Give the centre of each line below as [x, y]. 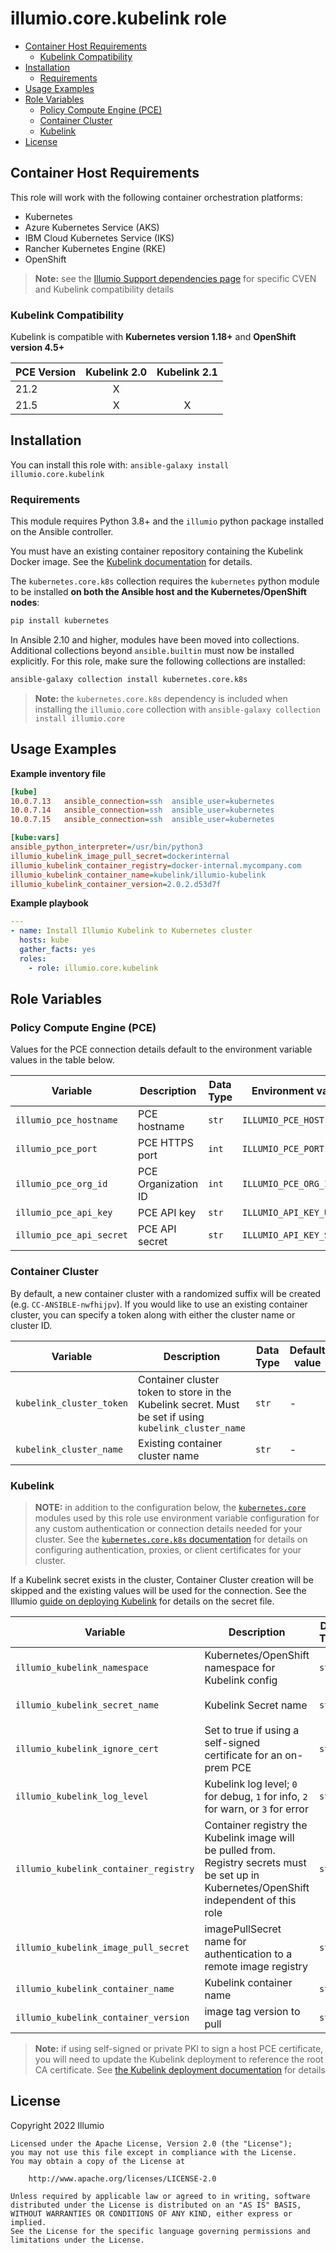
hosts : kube [44, 940]
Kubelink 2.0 [116, 372]
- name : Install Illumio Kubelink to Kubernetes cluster [131, 931]
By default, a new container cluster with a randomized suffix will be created [166, 1293]
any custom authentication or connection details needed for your [168, 1528]
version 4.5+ [37, 348]
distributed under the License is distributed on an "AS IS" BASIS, [156, 2205]
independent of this [250, 1900]
